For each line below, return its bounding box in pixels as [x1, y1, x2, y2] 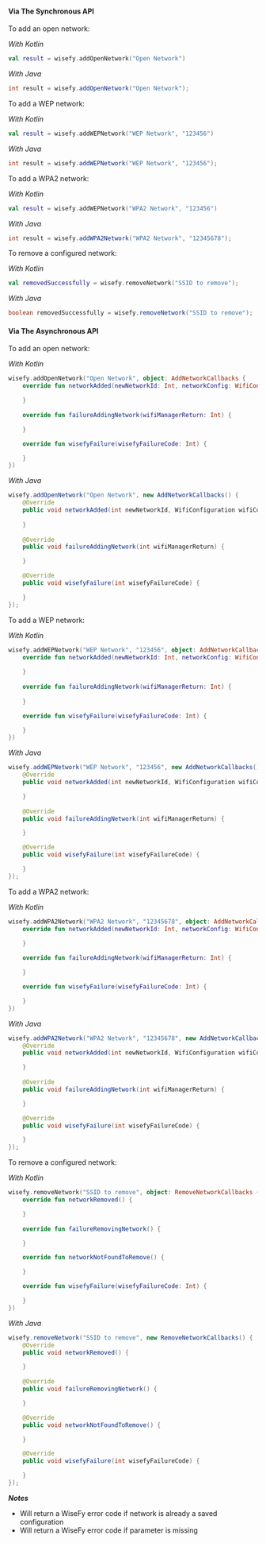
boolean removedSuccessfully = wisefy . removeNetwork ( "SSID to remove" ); [8, 309, 253, 317]
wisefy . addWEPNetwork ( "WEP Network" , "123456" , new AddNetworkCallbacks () [8, 764, 260, 771]
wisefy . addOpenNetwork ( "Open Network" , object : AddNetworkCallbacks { [8, 374, 246, 383]
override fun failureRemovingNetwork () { [22, 1224, 161, 1233]
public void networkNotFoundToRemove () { [22, 1421, 161, 1429]
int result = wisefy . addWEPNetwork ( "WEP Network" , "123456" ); [8, 159, 218, 167]
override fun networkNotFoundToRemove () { [22, 1254, 165, 1262]
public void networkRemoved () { [22, 1348, 129, 1356]
